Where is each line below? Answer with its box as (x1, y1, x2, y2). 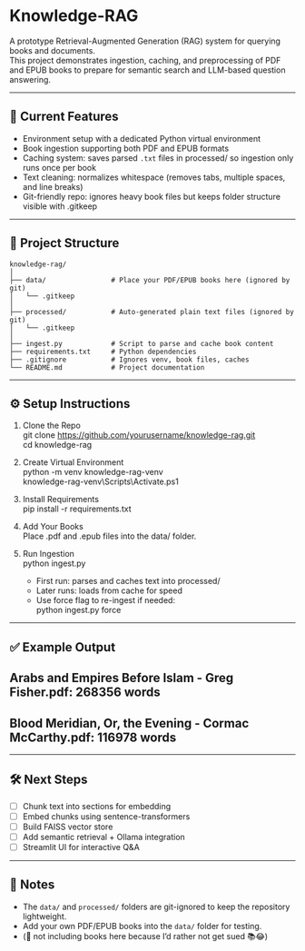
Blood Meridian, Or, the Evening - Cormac (9, 715, 250, 731)
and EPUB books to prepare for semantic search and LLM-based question (9, 64, 286, 75)
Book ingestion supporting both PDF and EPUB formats (22, 143, 230, 154)
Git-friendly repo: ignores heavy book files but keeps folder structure (22, 191, 281, 202)
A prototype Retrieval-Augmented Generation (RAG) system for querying (9, 35, 281, 46)
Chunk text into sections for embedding (22, 800, 172, 811)
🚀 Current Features (9, 109, 120, 124)
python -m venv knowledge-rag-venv (22, 467, 163, 478)
